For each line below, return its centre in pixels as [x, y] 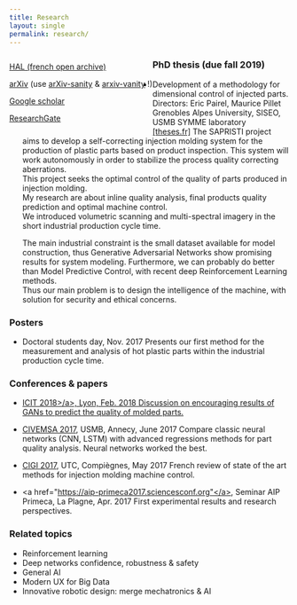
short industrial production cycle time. [91, 225]
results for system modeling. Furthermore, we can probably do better [148, 262]
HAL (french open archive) [58, 67]
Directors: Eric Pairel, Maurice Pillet [217, 103]
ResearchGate [35, 118]
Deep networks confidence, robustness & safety [110, 562]
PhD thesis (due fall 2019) [209, 65]
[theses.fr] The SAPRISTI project [212, 131]
